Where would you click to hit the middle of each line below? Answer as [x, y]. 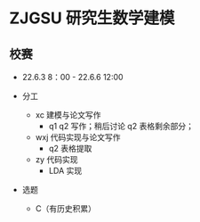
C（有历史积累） [65, 209]
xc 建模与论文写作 [68, 115]
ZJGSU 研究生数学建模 [92, 18]
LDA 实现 [65, 171]
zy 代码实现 [56, 160]
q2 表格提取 [70, 148]
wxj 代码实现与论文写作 [78, 137]
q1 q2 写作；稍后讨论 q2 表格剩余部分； [121, 126]
